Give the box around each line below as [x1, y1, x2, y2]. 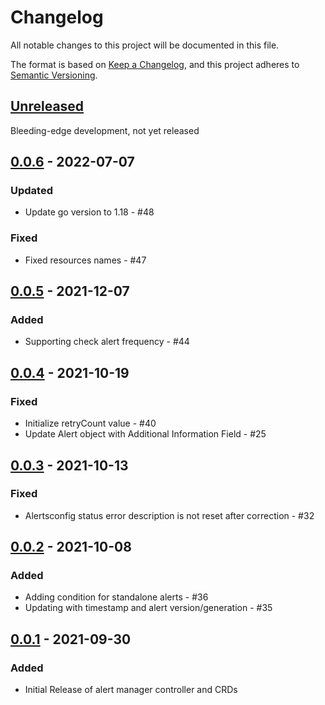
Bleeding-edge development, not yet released [10, 124, 200, 136]
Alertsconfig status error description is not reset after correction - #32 [24, 509, 315, 521]
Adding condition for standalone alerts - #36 [24, 591, 209, 603]
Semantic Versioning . [10, 69, 98, 81]
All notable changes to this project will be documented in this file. [10, 39, 280, 51]
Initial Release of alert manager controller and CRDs [24, 684, 238, 696]
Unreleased [10, 98, 85, 115]
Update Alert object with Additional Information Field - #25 [24, 428, 267, 440]
